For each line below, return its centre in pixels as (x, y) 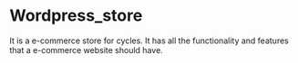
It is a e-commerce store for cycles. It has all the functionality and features (149, 40)
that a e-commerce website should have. (87, 49)
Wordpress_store (76, 16)
